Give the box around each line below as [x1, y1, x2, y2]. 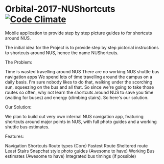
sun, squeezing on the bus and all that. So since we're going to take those [5, 84, 154, 90]
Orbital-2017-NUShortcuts [5, 3, 116, 15]
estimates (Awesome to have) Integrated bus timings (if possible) [5, 153, 136, 159]
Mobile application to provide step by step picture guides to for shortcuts [5, 30, 152, 36]
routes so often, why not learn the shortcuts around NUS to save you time [5, 89, 154, 95]
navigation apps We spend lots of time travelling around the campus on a [5, 74, 153, 80]
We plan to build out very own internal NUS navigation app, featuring [5, 113, 143, 119]
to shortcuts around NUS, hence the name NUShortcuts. [5, 50, 119, 56]
